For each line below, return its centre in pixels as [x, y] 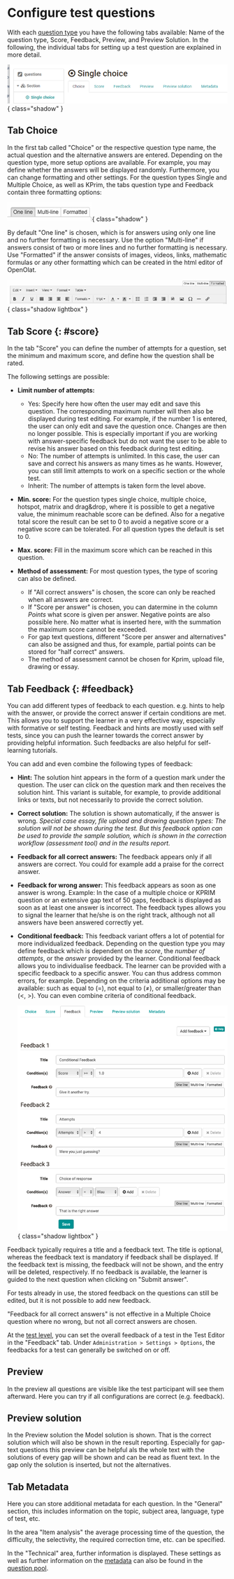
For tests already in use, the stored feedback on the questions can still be [113, 1293]
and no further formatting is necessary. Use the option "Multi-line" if [105, 240]
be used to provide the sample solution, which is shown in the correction [122, 835]
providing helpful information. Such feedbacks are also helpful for [102, 743]
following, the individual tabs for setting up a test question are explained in [114, 47]
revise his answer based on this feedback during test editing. [116, 449]
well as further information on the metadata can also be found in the [105, 1561]
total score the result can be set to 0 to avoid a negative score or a [113, 522]
